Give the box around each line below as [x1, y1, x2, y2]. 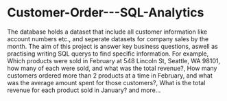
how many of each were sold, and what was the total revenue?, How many [7, 64, 217, 72]
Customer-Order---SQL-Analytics [7, 5, 204, 21]
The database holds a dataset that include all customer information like [7, 27, 208, 36]
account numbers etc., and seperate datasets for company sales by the [7, 34, 209, 43]
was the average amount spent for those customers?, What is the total [7, 78, 206, 87]
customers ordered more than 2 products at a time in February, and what [7, 71, 213, 80]
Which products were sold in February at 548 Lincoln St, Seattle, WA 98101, [7, 56, 221, 65]
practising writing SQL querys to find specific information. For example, [7, 49, 209, 58]
